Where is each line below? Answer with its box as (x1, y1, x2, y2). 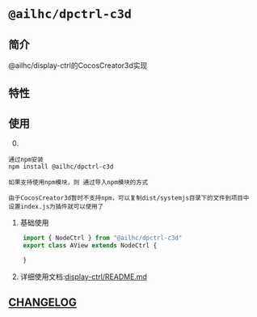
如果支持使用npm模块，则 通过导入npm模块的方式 (8, 179, 149, 187)
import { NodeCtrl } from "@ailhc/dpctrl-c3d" (23, 234, 183, 243)
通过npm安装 (8, 156, 44, 164)
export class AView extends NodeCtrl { (23, 242, 158, 250)
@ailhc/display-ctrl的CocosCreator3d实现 (8, 61, 148, 70)
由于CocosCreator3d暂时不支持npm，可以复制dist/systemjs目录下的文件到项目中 (8, 194, 250, 202)
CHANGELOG (8, 296, 77, 310)
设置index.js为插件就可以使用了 (8, 203, 104, 211)
